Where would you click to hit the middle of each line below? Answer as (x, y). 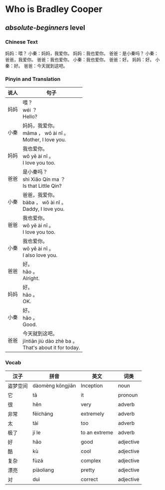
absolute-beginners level (45, 28)
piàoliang (43, 470)
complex (91, 461)
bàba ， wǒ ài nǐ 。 (44, 202)
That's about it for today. (52, 348)
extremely (92, 414)
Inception (92, 386)
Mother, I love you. (44, 140)
